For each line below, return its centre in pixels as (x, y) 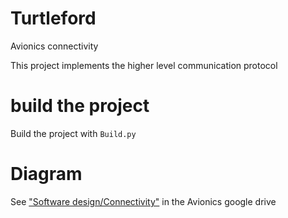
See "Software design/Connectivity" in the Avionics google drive (143, 201)
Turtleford (53, 18)
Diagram (46, 174)
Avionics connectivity (54, 46)
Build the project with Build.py (73, 133)
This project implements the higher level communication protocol (144, 65)
